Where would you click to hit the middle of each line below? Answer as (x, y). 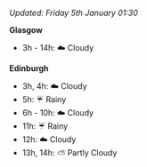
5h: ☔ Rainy (44, 99)
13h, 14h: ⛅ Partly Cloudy (69, 153)
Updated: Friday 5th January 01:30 (73, 13)
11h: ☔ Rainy (45, 126)
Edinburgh (29, 68)
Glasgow (26, 30)
